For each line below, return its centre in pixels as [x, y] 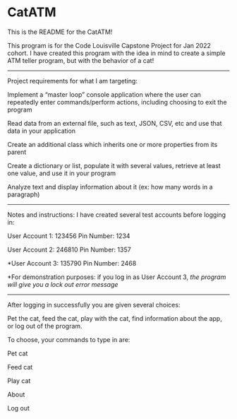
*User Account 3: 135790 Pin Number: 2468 [72, 263]
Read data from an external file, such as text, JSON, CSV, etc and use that [115, 123]
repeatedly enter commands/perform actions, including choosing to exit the [117, 102]
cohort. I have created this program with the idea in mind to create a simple [116, 53]
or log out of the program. [45, 326]
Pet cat [18, 353]
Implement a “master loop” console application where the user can [104, 94]
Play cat [19, 380]
